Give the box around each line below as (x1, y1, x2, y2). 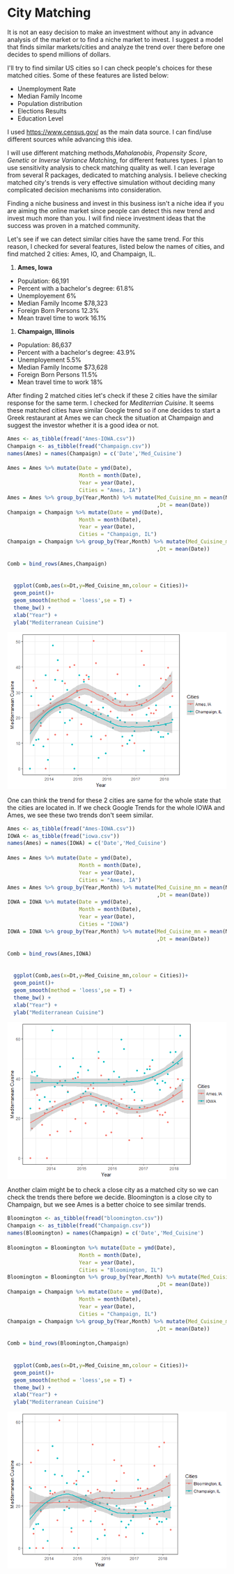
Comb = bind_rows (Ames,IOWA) (7, 950, 92, 957)
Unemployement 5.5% (17, 356, 81, 364)
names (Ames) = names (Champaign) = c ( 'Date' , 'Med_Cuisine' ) (7, 450, 182, 457)
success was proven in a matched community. (7, 221, 141, 229)
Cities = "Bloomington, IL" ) (79, 1267, 164, 1274)
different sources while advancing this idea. (7, 135, 133, 144)
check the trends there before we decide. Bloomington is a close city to (7, 1193, 212, 1202)
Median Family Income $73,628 (17, 362, 108, 371)
